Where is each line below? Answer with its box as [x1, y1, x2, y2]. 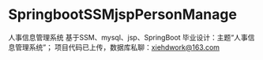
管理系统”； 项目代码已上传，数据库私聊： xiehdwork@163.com [14, 42, 220, 52]
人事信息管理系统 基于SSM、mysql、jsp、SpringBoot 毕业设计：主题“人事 [8, 32, 249, 42]
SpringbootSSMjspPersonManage [8, 6, 237, 24]
